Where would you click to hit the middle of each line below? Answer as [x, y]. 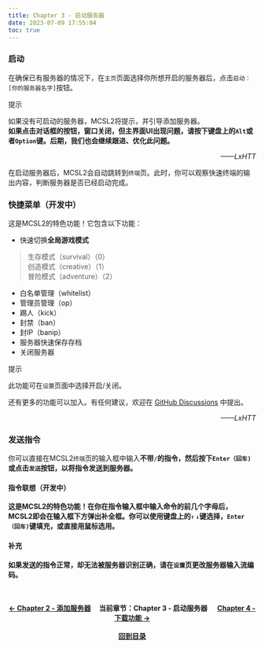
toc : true [24, 30]
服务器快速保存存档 [51, 342]
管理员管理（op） [48, 303]
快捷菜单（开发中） [44, 204]
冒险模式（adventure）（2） [72, 276]
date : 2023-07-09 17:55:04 [52, 23]
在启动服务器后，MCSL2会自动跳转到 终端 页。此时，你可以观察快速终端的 [126, 172]
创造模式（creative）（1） [68, 266]
